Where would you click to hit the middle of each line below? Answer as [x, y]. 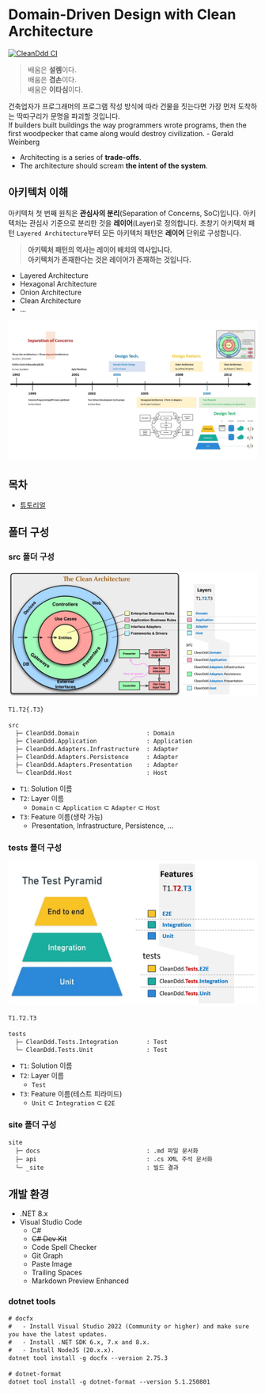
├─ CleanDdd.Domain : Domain [95, 734]
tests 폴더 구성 [35, 848]
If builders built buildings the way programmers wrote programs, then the [127, 125]
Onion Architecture [50, 292]
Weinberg [24, 142]
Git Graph [47, 1255]
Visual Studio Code [51, 1221]
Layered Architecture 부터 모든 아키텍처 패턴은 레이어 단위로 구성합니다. [129, 233]
